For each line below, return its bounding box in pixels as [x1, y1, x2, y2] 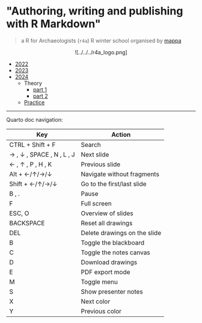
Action [111, 130, 131, 139]
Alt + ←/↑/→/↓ [9, 170, 52, 178]
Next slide [81, 150, 109, 158]
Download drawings [81, 258, 137, 266]
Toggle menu [81, 277, 118, 286]
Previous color [81, 307, 122, 315]
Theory [23, 80, 42, 87]
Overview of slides [81, 209, 133, 218]
